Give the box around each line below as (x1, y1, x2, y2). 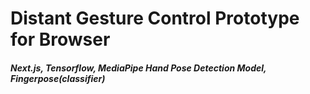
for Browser (10, 28, 111, 51)
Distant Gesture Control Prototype (10, 7, 300, 30)
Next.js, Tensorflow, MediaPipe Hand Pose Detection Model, (10, 62, 267, 74)
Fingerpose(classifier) (10, 72, 106, 84)
